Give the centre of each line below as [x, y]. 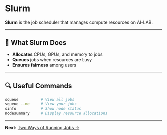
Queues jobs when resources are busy [52, 59]
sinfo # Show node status [43, 109]
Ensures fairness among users [44, 65]
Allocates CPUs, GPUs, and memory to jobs [57, 54]
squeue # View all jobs [40, 99]
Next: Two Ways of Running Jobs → [42, 128]
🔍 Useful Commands [39, 86]
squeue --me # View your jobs [41, 104]
